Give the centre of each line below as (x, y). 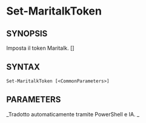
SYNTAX (23, 67)
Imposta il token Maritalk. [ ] (40, 48)
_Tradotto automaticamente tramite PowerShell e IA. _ (73, 114)
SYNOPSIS (27, 34)
